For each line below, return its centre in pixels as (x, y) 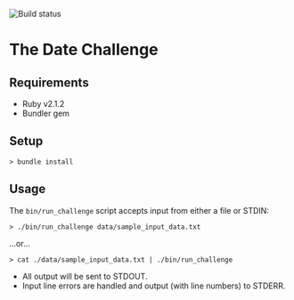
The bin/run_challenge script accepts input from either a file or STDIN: (139, 210)
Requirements (49, 82)
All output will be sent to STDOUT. (85, 276)
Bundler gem (45, 113)
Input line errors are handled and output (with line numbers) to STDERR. (154, 286)
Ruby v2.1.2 (43, 104)
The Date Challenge (84, 50)
